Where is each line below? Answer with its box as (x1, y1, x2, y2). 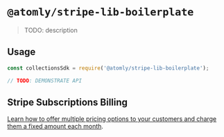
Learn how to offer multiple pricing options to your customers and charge (7, 115, 217, 123)
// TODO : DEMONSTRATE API (7, 77, 82, 84)
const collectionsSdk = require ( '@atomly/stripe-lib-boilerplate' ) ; (7, 65, 209, 72)
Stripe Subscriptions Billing (7, 96, 128, 108)
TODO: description (24, 26, 78, 34)
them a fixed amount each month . (7, 122, 104, 131)
